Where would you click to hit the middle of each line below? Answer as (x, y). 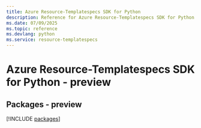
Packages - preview (44, 104)
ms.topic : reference (32, 29)
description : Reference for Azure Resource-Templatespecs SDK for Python (100, 17)
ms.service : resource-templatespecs (52, 40)
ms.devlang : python (31, 34)
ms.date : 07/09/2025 (32, 23)
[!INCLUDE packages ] (33, 119)
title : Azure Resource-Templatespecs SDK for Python (73, 12)
